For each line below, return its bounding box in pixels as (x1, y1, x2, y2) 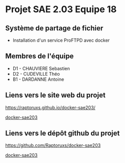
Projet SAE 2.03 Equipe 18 (5, 4, 117, 15)
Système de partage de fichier (5, 24, 103, 32)
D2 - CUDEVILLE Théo (12, 71, 60, 77)
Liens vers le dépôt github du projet (5, 129, 120, 138)
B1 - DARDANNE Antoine (12, 76, 65, 82)
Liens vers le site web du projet (5, 91, 106, 100)
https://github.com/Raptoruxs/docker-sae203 (5, 142, 101, 148)
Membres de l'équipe (5, 52, 74, 60)
